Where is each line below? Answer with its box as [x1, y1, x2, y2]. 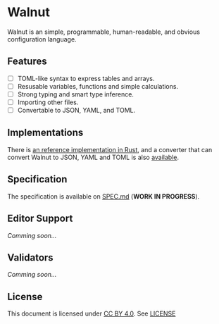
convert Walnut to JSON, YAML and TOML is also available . [7, 153, 180, 161]
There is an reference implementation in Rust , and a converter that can [7, 145, 213, 154]
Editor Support [7, 213, 73, 225]
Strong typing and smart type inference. [17, 89, 134, 99]
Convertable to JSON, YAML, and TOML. [17, 106, 136, 114]
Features [7, 56, 47, 68]
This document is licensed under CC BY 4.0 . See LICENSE [7, 309, 176, 318]
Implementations [7, 127, 84, 139]
